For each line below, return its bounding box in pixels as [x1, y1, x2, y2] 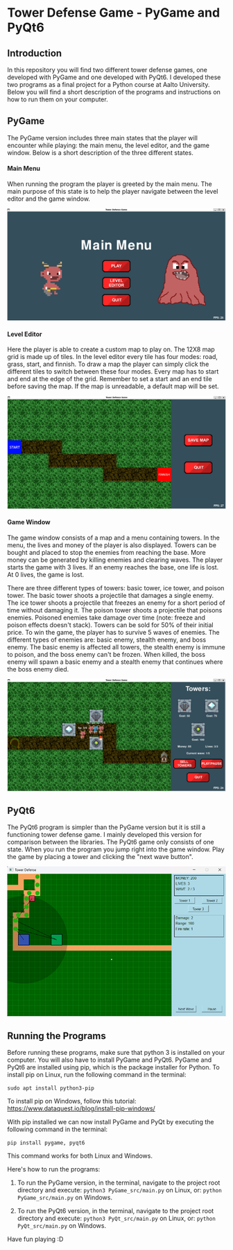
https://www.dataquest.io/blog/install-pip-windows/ [7, 1104, 156, 1112]
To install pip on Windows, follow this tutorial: [7, 1097, 137, 1105]
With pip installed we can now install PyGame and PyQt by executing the [7, 1117, 214, 1126]
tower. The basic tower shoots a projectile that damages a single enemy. [7, 591, 214, 599]
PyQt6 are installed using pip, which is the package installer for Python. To [7, 1062, 220, 1071]
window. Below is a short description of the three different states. [7, 148, 194, 157]
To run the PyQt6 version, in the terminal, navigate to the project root [17, 1206, 214, 1215]
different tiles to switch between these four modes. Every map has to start [7, 367, 219, 376]
